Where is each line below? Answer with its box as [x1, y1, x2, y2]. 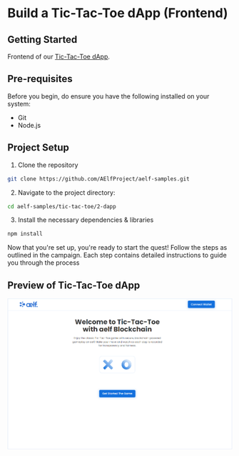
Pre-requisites [7, 73, 73, 85]
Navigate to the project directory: [17, 188, 116, 197]
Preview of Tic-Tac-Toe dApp [7, 279, 141, 291]
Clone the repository [17, 161, 78, 169]
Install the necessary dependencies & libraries [17, 216, 154, 224]
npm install [7, 230, 43, 238]
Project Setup [7, 141, 70, 154]
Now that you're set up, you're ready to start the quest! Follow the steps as [7, 243, 228, 252]
